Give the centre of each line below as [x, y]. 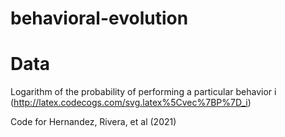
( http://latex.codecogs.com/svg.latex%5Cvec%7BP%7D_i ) [131, 103]
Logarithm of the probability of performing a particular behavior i [143, 92]
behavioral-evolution [99, 18]
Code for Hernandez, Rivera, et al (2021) [93, 122]
